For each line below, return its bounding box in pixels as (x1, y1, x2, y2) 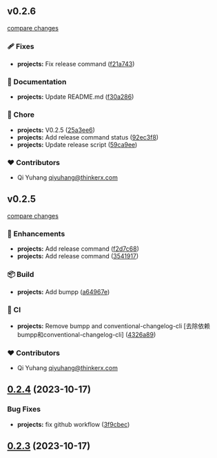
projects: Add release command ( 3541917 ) (17, 252, 139, 260)
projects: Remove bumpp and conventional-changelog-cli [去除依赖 (17, 321, 210, 330)
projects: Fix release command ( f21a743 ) (17, 60, 135, 68)
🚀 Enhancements (7, 229, 65, 238)
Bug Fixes (7, 404, 41, 414)
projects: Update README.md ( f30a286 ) (17, 93, 134, 101)
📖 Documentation (7, 77, 67, 87)
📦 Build (7, 269, 34, 279)
